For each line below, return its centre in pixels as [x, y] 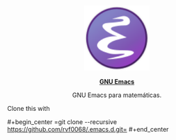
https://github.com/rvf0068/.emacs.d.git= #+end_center [88, 129]
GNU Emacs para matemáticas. [117, 95]
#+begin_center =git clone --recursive [62, 122]
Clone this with [29, 108]
